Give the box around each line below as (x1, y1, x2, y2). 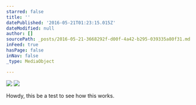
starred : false (6, 8, 44, 15)
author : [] (6, 31, 33, 37)
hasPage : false (6, 47, 44, 53)
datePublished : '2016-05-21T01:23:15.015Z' (6, 20, 116, 26)
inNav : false (6, 53, 39, 59)
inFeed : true (6, 42, 39, 48)
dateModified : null (6, 25, 55, 31)
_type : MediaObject (6, 58, 55, 64)
